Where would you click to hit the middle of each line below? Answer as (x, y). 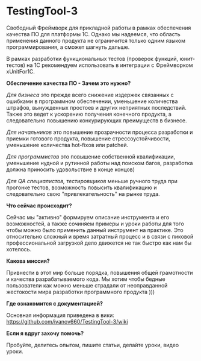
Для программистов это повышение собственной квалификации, (91, 156)
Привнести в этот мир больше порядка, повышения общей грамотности (100, 272)
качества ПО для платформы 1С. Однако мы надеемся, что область (93, 34)
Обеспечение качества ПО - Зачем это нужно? (69, 83)
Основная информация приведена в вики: (60, 315)
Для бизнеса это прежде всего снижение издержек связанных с (90, 95)
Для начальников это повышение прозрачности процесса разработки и (100, 132)
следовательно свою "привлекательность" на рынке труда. (83, 193)
